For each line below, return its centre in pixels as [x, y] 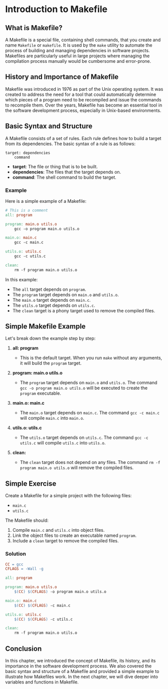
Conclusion [24, 649]
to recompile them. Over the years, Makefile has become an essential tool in [84, 105]
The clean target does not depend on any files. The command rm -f [90, 463]
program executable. [40, 393]
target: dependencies [28, 153]
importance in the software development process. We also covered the [78, 666]
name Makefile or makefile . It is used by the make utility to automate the [79, 45]
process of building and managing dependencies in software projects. [77, 50]
